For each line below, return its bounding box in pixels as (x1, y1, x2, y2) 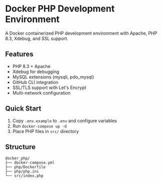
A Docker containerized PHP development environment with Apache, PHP (5, 30, 157, 36)
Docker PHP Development (5, 3, 115, 14)
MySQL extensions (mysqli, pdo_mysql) (12, 73, 94, 80)
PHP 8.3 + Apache (12, 63, 51, 69)
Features (5, 50, 33, 58)
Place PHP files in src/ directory (12, 128, 79, 134)
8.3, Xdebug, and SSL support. (5, 35, 68, 41)
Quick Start (5, 104, 41, 113)
